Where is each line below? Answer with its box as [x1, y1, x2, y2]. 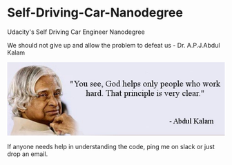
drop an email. [7, 150, 48, 158]
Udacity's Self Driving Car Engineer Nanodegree [7, 28, 145, 36]
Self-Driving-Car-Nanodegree [7, 5, 183, 21]
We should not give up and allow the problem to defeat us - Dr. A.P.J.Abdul [7, 41, 220, 49]
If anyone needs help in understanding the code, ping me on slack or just [7, 142, 215, 151]
